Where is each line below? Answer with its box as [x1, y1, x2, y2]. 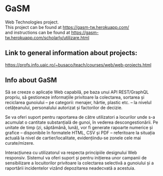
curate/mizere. [5, 140, 35, 146]
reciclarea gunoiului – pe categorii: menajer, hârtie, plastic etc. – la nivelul [5, 99, 152, 105]
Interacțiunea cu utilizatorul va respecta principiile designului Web [5, 150, 137, 155]
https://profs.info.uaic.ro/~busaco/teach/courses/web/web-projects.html [5, 62, 152, 67]
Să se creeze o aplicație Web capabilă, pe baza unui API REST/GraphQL [5, 89, 149, 95]
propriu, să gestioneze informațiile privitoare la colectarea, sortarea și [5, 94, 145, 100]
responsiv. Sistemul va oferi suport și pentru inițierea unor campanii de [5, 154, 147, 160]
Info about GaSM [5, 76, 57, 85]
